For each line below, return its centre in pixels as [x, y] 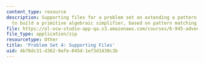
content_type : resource [36, 12]
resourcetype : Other [32, 40]
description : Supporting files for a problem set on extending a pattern [102, 17]
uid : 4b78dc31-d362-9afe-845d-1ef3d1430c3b [62, 51]
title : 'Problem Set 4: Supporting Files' [61, 46]
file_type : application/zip [42, 34]
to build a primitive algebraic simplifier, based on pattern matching [104, 23]
